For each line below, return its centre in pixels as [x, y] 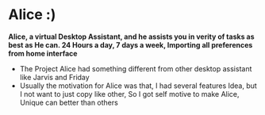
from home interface [43, 53]
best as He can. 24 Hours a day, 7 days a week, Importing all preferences [131, 44]
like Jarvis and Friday [54, 77]
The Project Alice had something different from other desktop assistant [136, 68]
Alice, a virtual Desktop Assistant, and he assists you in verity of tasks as [132, 36]
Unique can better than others [69, 102]
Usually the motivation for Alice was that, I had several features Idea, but [138, 86]
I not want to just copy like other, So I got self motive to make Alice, [129, 94]
